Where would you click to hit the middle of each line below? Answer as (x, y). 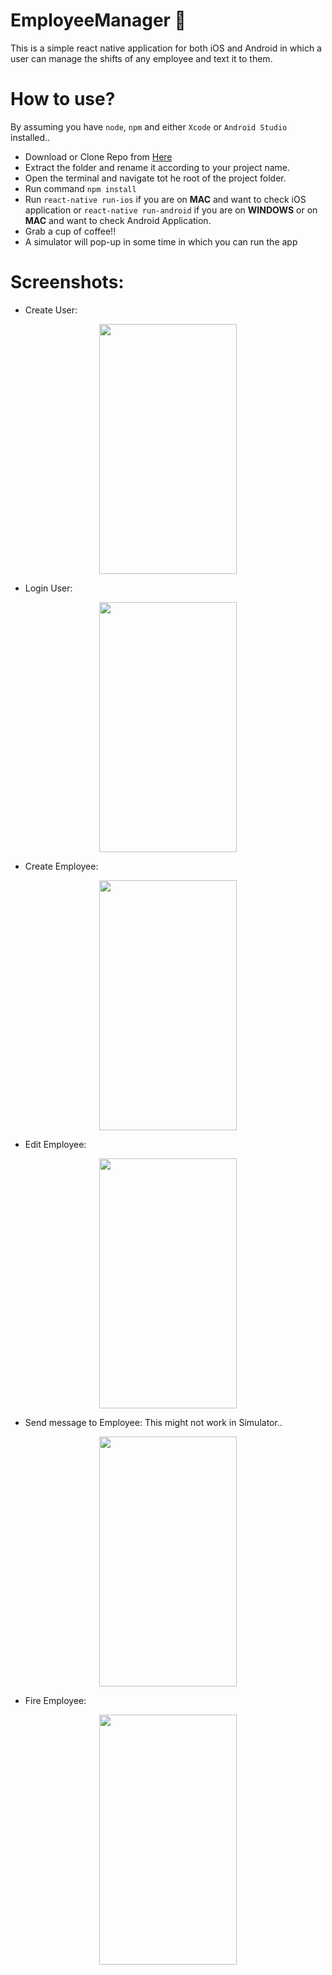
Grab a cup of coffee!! (70, 231)
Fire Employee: (55, 1700)
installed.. (30, 137)
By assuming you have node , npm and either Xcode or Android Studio (149, 126)
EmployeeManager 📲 (98, 20)
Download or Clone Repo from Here (98, 156)
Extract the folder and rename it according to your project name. (157, 167)
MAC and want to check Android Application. (118, 220)
